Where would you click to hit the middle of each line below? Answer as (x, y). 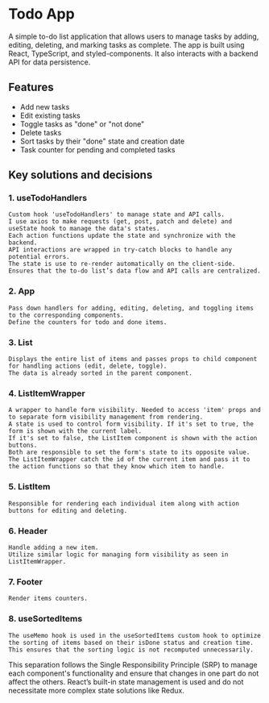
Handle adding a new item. (54, 547)
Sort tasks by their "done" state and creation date (102, 141)
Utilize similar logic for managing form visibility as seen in (118, 554)
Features (31, 87)
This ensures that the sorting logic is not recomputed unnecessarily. (131, 650)
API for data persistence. (50, 62)
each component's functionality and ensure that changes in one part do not (134, 673)
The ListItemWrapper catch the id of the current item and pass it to (129, 460)
